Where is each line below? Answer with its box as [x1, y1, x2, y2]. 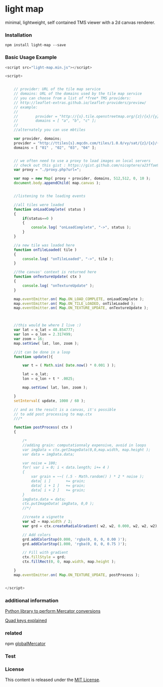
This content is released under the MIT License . [5, 677, 100, 683]
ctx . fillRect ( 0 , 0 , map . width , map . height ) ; [22, 559, 116, 564]
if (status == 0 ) [22, 216, 53, 221]
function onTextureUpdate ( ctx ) [14, 274, 81, 279]
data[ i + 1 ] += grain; [31, 483, 86, 488]
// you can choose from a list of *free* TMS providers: [14, 96, 131, 101]
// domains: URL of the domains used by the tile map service [14, 91, 142, 96]
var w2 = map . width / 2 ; [22, 519, 73, 524]
